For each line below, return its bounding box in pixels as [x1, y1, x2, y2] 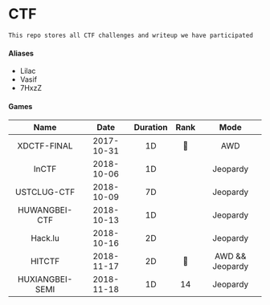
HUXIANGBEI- [17, 274, 73, 285]
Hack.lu [31, 233, 60, 244]
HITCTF [31, 256, 60, 267]
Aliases [8, 48, 35, 58]
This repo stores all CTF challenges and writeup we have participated [8, 31, 253, 39]
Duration [133, 122, 169, 133]
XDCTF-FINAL [17, 140, 74, 152]
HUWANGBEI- [17, 205, 73, 216]
